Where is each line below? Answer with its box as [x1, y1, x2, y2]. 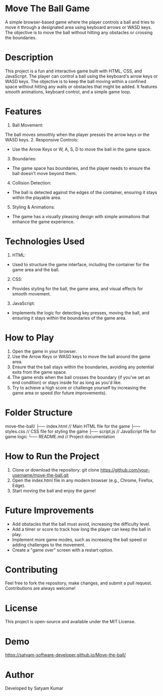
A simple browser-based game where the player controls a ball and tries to [5, 19, 155, 25]
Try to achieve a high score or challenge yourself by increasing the [12, 384, 146, 390]
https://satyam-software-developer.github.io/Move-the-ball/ [5, 652, 126, 658]
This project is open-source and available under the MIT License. [5, 619, 136, 625]
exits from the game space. [12, 369, 67, 375]
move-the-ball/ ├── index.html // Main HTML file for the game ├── [5, 423, 141, 429]
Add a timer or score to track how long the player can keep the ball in [12, 526, 151, 532]
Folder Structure [5, 407, 73, 418]
